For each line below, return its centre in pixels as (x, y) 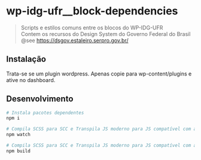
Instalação (26, 59)
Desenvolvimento (40, 99)
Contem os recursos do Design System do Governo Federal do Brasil (106, 34)
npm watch (19, 135)
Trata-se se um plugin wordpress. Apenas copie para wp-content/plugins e (99, 74)
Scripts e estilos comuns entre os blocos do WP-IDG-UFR (92, 28)
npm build (19, 151)
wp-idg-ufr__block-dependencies (92, 11)
